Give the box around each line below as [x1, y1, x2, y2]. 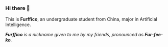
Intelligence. [5, 21, 32, 28]
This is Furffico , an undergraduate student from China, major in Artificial [5, 16, 157, 22]
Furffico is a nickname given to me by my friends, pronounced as [5, 32, 144, 38]
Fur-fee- [145, 32, 163, 38]
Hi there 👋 [5, 5, 31, 12]
